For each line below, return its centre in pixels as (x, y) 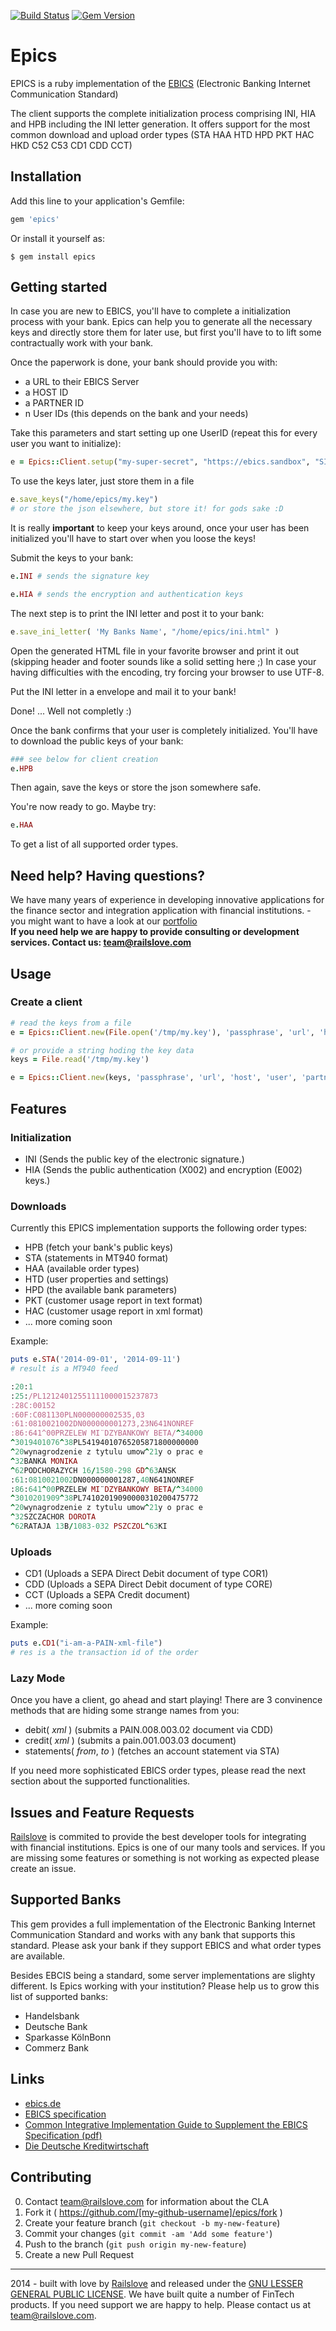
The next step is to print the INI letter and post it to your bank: (137, 613)
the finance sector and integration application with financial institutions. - (161, 911)
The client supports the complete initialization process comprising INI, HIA (163, 113)
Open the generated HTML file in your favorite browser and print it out (154, 651)
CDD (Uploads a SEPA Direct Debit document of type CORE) (148, 1584)
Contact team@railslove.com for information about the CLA (147, 2201)
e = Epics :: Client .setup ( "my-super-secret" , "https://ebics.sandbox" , (160, 462)
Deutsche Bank (56, 2026)
